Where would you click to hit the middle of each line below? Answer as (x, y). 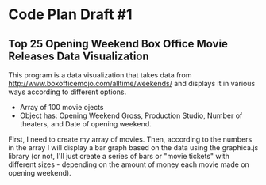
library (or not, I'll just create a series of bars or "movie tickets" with (119, 156)
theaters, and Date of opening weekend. (86, 124)
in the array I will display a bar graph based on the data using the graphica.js (133, 147)
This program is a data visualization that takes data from (100, 75)
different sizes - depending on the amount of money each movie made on (129, 164)
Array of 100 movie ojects (62, 107)
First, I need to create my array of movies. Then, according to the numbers (130, 139)
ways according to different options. (67, 92)
